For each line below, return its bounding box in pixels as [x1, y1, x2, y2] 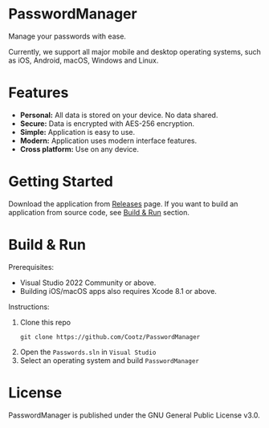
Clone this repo [19, 317, 71, 327]
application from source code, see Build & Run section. [8, 207, 190, 217]
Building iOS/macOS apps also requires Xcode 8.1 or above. [19, 286, 217, 296]
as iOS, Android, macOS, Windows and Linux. [8, 55, 159, 65]
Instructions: [8, 302, 50, 312]
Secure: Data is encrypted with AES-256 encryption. [19, 118, 195, 128]
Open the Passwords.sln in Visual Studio [19, 347, 157, 357]
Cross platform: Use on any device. [19, 144, 139, 153]
